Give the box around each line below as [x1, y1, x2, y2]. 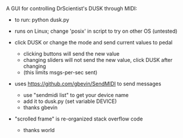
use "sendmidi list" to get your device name [23, 92, 129, 98]
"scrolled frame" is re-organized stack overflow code [14, 115, 143, 122]
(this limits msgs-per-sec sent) [23, 69, 98, 75]
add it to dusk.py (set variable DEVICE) [23, 98, 117, 105]
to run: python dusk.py [14, 16, 70, 23]
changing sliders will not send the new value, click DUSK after [23, 57, 173, 63]
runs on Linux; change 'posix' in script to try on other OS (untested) [14, 27, 178, 34]
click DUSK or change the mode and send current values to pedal [14, 39, 172, 46]
